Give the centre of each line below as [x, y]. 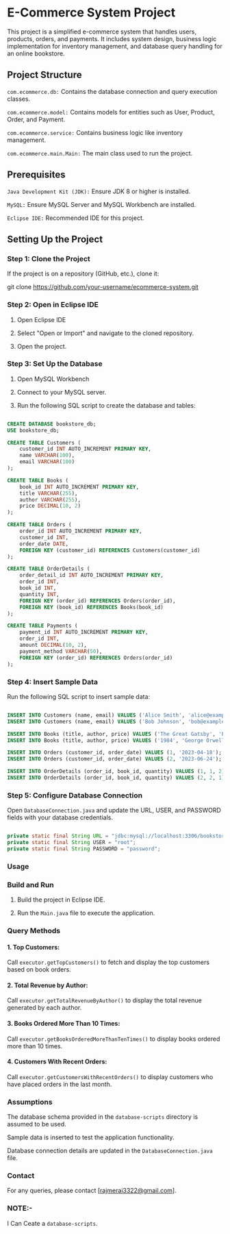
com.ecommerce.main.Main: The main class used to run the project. [100, 153]
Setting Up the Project [55, 239]
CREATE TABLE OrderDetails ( [49, 569]
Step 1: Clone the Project [49, 258]
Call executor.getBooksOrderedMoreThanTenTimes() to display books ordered [114, 1039]
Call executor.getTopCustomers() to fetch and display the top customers [108, 962]
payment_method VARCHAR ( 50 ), [61, 651]
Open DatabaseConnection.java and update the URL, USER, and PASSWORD [114, 811]
